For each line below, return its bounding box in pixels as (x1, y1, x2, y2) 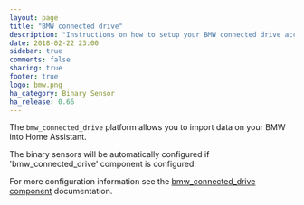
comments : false (9, 55, 71, 64)
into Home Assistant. (9, 132, 88, 143)
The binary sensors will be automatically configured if (9, 149, 210, 160)
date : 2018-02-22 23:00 (9, 38, 100, 48)
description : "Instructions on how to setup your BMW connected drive (9, 30, 281, 39)
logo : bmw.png (9, 80, 63, 89)
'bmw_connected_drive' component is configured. (9, 159, 197, 170)
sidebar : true (9, 47, 63, 56)
